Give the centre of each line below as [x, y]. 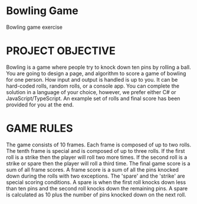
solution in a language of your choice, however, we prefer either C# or [91, 92]
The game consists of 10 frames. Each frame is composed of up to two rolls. [99, 145]
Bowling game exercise [35, 27]
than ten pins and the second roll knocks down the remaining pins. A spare [97, 188]
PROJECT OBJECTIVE [61, 51]
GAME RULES [40, 128]
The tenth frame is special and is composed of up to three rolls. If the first [96, 151]
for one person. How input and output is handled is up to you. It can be [92, 79]
